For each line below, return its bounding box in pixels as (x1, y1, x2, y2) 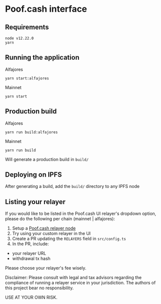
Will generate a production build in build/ (5, 156, 89, 162)
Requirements (5, 23, 49, 31)
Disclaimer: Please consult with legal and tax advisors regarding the (5, 275, 142, 281)
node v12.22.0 (5, 36, 34, 41)
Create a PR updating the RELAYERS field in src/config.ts (12, 236, 126, 242)
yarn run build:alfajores (5, 130, 58, 135)
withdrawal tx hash (12, 256, 50, 261)
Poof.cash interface (5, 3, 87, 15)
